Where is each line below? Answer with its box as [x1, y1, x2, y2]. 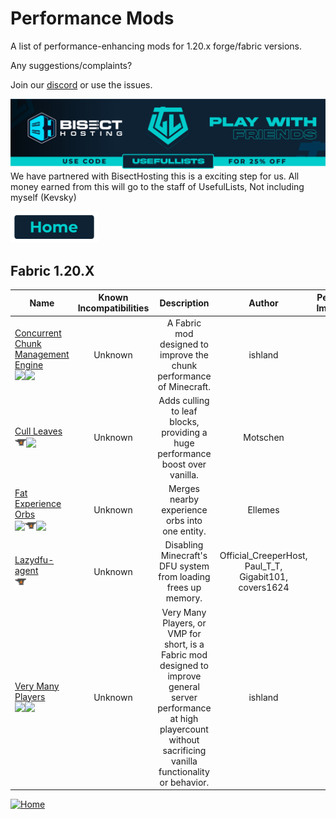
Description [159, 297, 210, 309]
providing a [161, 426, 208, 438]
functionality [158, 765, 210, 777]
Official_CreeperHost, [219, 550, 308, 562]
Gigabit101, [239, 571, 288, 583]
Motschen [243, 432, 285, 444]
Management [14, 348, 70, 360]
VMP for [167, 627, 202, 639]
